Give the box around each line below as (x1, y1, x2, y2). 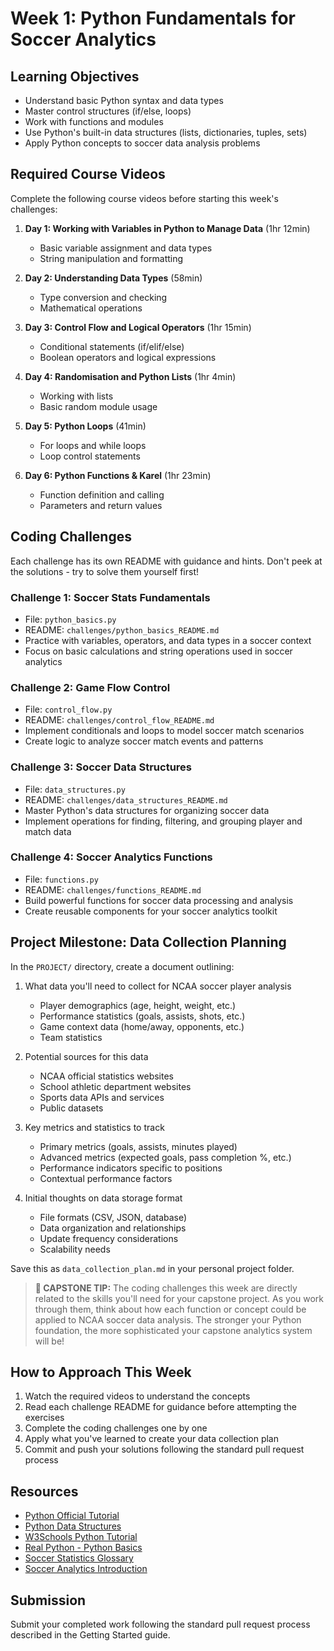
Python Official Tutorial (24, 1510, 120, 1522)
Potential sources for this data (24, 1050, 149, 1062)
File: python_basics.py (24, 613, 117, 625)
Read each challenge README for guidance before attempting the (24, 1401, 298, 1413)
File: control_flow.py (24, 703, 113, 716)
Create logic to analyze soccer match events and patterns (24, 735, 264, 747)
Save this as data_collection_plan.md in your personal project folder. (10, 1262, 295, 1274)
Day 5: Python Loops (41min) (24, 420, 147, 432)
